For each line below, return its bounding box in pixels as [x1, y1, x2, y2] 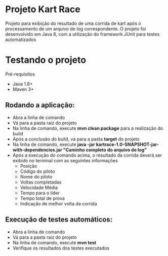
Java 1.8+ [12, 81, 33, 87]
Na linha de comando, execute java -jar [12, 141, 95, 148]
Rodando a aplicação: [5, 101, 75, 109]
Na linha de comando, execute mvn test [12, 239, 97, 245]
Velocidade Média [20, 184, 58, 191]
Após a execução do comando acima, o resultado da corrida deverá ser [12, 152, 162, 158]
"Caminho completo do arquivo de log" [63, 147, 147, 153]
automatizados [5, 36, 36, 43]
